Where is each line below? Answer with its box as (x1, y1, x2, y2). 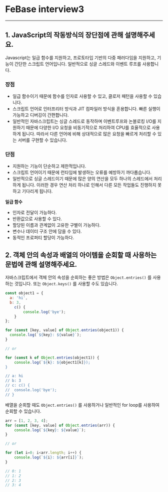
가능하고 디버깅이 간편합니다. (12, 112, 69, 118)
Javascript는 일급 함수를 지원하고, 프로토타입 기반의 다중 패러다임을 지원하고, (5, 54, 156, 61)
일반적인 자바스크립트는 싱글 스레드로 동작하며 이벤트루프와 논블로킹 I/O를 (12, 118, 156, 124)
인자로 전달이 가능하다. (12, 210, 57, 216)
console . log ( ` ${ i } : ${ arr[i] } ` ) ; (14, 455, 84, 460)
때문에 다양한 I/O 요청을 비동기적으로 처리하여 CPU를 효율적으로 (25, 124, 151, 131)
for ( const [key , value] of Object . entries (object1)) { (5, 327, 124, 333)
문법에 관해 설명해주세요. (5, 260, 77, 269)
